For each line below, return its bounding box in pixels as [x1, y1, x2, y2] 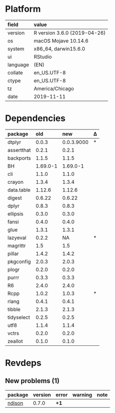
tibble [7, 306, 21, 313]
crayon [7, 178, 23, 185]
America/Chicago [33, 85, 74, 92]
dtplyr [7, 139, 22, 146]
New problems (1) [5, 377, 60, 385]
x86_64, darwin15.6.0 [33, 45, 86, 52]
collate [7, 69, 23, 76]
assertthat [7, 146, 31, 153]
